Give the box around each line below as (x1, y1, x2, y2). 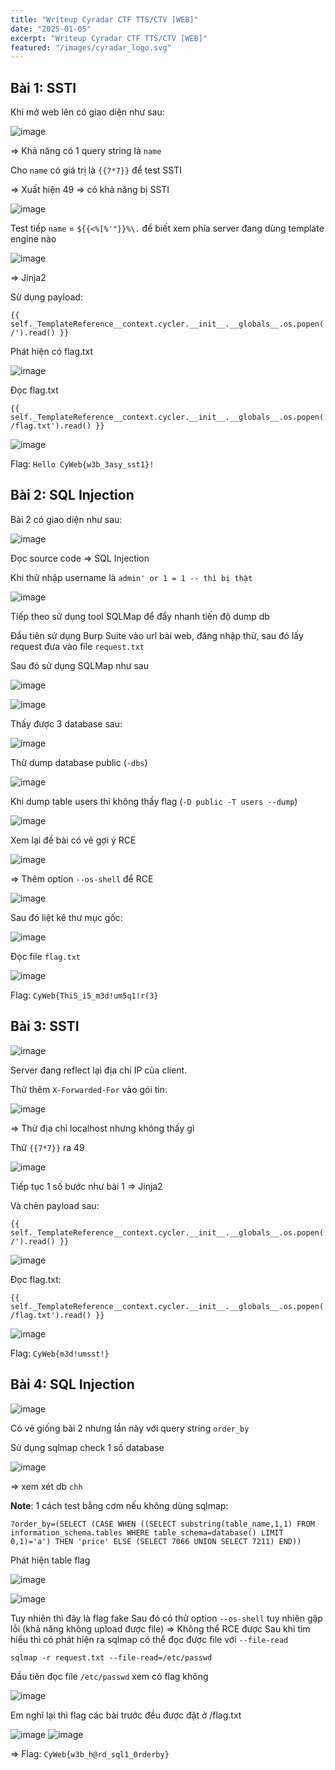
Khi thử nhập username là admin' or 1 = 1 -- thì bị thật (10, 571, 253, 583)
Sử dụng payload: (10, 291, 83, 303)
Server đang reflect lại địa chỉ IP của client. (10, 1064, 188, 1076)
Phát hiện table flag (10, 1554, 91, 1566)
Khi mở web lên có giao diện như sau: (10, 106, 165, 118)
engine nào (10, 233, 57, 245)
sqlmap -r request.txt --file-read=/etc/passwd (10, 1652, 213, 1663)
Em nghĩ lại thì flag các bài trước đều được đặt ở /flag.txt (10, 1709, 242, 1721)
